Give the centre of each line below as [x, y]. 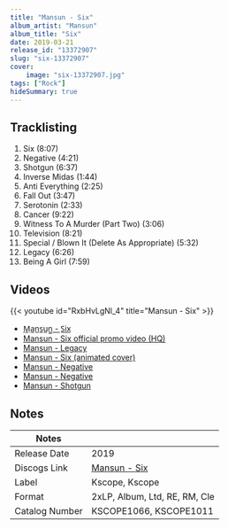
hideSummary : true [44, 91]
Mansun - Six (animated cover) [79, 358]
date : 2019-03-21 [42, 42]
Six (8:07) [41, 149]
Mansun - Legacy [55, 348]
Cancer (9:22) [48, 214]
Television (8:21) [53, 233]
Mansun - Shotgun [57, 385]
